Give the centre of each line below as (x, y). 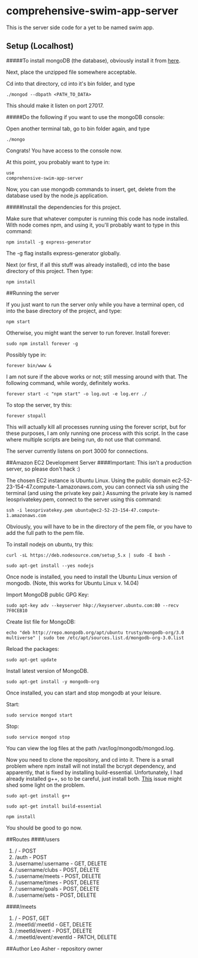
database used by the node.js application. (57, 195)
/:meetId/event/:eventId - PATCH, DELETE (66, 937)
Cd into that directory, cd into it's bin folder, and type (71, 83)
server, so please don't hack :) (43, 469)
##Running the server (33, 293)
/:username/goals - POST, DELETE (57, 888)
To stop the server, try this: (39, 405)
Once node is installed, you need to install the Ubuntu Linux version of (92, 577)
